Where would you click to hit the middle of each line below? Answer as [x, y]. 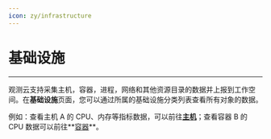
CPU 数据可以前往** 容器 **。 [56, 126]
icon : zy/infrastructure [50, 16]
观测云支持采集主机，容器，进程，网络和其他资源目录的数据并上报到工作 [128, 89]
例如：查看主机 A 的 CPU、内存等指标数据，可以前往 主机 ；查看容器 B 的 [128, 117]
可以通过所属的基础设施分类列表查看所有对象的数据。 [174, 99]
